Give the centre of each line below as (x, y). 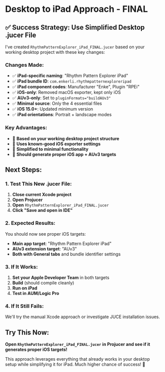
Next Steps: (23, 170)
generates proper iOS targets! (36, 349)
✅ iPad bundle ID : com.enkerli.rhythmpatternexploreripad (72, 81)
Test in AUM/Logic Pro (36, 293)
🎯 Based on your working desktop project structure (66, 138)
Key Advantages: (26, 128)
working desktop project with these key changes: (55, 52)
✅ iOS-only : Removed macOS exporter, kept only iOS (66, 92)
